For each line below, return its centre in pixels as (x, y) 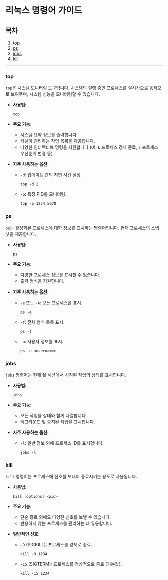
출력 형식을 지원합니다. (42, 281)
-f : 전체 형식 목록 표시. (42, 322)
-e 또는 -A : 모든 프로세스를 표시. (51, 302)
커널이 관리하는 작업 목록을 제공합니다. (58, 141)
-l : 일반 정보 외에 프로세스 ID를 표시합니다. (62, 443)
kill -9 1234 (34, 554)
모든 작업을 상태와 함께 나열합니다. (54, 415)
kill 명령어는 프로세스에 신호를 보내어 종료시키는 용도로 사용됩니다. (71, 477)
